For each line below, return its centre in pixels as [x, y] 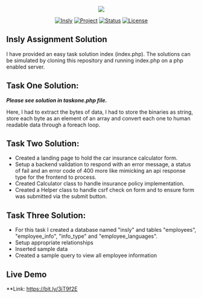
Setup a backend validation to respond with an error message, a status [103, 164]
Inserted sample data [41, 249]
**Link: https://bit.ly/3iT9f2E [42, 289]
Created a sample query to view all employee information [86, 255]
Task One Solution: [43, 86]
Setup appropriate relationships [54, 243]
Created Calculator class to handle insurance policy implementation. [100, 184]
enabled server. [26, 67]
